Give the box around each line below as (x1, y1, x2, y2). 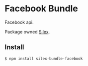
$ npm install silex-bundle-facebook (4, 56, 83, 61)
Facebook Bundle (4, 3, 78, 14)
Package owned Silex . (4, 29, 50, 34)
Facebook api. (4, 19, 34, 25)
